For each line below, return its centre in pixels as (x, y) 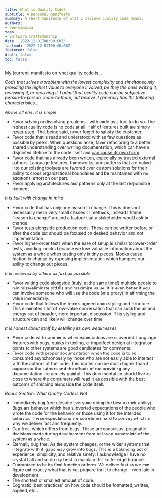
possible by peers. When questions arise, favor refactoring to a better (81, 142)
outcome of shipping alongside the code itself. (58, 384)
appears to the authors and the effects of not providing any (71, 369)
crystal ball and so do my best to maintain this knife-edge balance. (78, 460)
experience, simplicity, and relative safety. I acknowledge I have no (79, 454)
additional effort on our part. (40, 178)
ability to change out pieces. (40, 264)
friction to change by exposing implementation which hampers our (78, 259)
